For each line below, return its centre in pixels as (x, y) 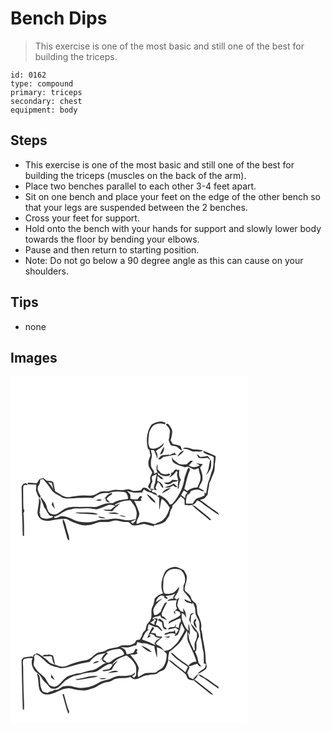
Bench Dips (59, 18)
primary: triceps (46, 92)
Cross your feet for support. (82, 218)
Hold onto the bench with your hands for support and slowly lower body (173, 228)
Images (34, 357)
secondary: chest (46, 101)
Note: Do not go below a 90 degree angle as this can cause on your (164, 260)
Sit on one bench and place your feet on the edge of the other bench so (173, 196)
